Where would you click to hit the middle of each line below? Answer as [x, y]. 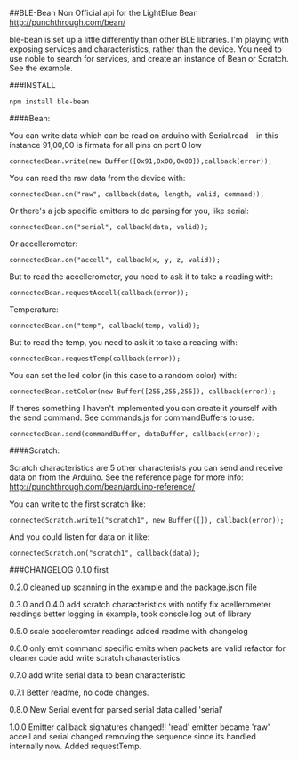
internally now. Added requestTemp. [76, 746]
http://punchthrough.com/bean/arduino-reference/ [102, 487]
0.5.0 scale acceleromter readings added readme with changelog [129, 631]
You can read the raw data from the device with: [97, 178]
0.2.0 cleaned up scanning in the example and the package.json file [133, 587]
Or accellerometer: [44, 244]
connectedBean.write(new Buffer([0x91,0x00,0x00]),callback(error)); [141, 161]
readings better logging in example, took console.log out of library [130, 614]
